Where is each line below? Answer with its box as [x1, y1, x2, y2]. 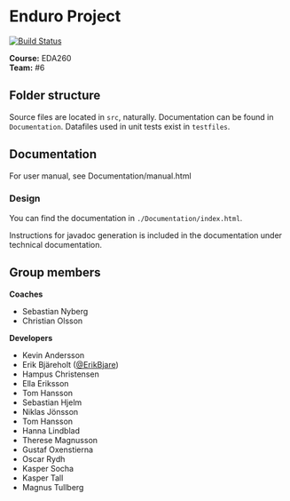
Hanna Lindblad [21, 425, 80, 436]
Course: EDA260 [9, 52, 72, 63]
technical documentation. [9, 239, 102, 250]
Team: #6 [9, 62, 45, 73]
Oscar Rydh [21, 453, 66, 464]
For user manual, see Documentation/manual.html [9, 171, 192, 181]
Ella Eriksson [21, 378, 69, 388]
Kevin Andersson [21, 349, 85, 361]
